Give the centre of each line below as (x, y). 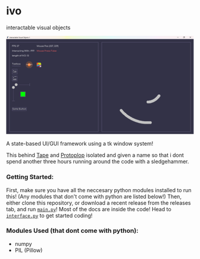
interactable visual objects (38, 27)
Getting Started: (30, 177)
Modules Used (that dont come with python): (72, 231)
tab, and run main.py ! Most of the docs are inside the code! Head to (89, 209)
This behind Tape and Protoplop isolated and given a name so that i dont (95, 155)
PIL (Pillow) (29, 250)
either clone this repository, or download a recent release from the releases (99, 203)
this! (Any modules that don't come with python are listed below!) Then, (94, 196)
